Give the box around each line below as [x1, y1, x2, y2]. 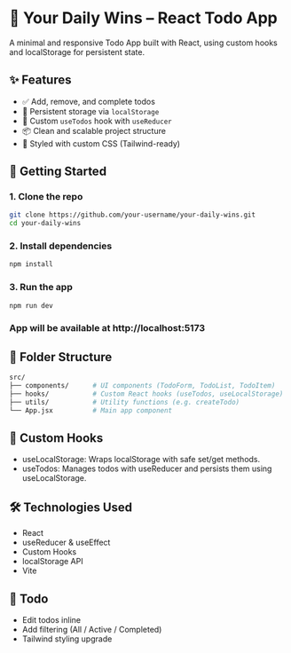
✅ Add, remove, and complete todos [21, 96, 155, 106]
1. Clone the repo [9, 191, 83, 203]
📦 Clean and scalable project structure [21, 125, 167, 136]
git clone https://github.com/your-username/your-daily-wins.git [9, 210, 256, 220]
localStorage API [21, 556, 83, 567]
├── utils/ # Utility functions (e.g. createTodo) [9, 397, 240, 406]
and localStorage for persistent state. [9, 46, 145, 57]
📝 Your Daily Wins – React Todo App [9, 8, 278, 28]
